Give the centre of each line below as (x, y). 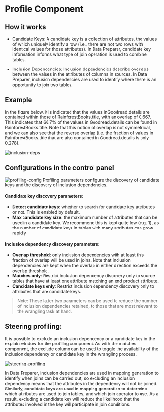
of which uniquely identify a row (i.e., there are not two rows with (78, 44)
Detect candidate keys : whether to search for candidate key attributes (83, 207)
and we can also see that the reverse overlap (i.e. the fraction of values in (79, 133)
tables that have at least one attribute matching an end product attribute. (85, 281)
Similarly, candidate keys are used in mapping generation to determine (76, 389)
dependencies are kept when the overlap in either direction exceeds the (85, 266)
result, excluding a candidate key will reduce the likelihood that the (72, 399)
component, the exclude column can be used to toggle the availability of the (82, 349)
